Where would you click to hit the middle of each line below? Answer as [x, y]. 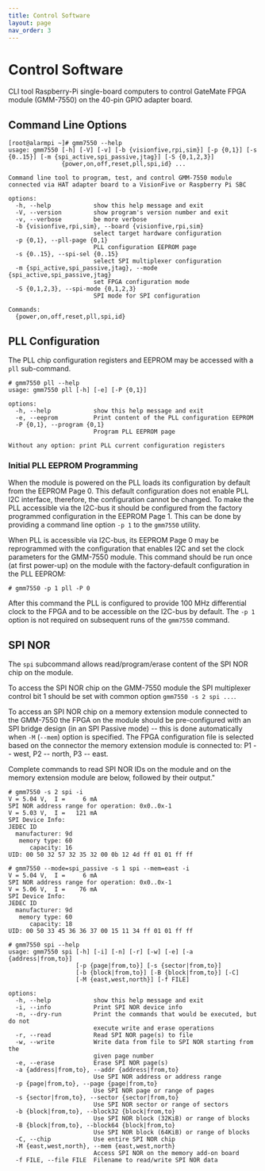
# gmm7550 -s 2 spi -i [46, 793]
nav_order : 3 [30, 30]
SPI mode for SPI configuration [147, 296]
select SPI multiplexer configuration [157, 261]
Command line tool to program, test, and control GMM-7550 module [120, 178]
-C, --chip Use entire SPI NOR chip [96, 1139]
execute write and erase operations [154, 1028]
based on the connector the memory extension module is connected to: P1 [130, 746]
